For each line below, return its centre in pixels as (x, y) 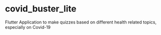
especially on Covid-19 (28, 27)
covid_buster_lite (41, 9)
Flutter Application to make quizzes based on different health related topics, (81, 22)
